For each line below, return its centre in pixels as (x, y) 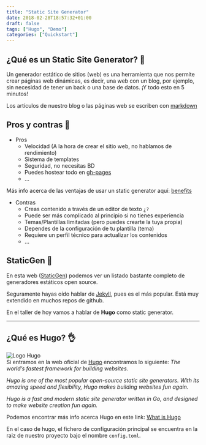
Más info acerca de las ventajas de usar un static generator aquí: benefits (99, 190)
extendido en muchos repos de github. (55, 300)
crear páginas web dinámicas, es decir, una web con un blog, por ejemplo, (101, 81)
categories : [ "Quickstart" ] (42, 35)
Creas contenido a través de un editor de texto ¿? (86, 209)
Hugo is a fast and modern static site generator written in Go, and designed (102, 399)
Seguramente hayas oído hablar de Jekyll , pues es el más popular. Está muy (103, 294)
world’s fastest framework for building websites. (67, 368)
